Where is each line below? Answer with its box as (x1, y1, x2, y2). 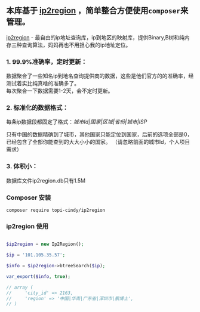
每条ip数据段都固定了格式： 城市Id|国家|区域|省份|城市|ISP (6, 118, 147, 125)
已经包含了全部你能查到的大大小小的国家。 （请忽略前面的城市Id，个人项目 (6, 138, 190, 146)
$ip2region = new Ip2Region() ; (6, 241, 84, 248)
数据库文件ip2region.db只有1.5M (6, 177, 86, 184)
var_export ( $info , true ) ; (6, 273, 70, 279)
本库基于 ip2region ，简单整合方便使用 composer (6, 5, 181, 16)
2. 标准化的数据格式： (6, 104, 69, 112)
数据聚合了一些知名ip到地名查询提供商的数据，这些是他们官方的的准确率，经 (6, 72, 194, 79)
